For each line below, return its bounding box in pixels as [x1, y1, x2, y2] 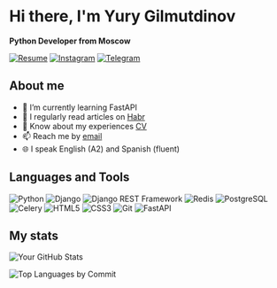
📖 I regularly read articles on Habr [21, 111, 146, 121]
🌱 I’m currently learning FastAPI [21, 102, 137, 113]
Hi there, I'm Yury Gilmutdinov [9, 6, 236, 27]
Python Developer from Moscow [9, 35, 131, 46]
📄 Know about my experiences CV [21, 121, 148, 131]
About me [9, 78, 65, 94]
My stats [9, 228, 59, 243]
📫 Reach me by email [21, 130, 103, 141]
